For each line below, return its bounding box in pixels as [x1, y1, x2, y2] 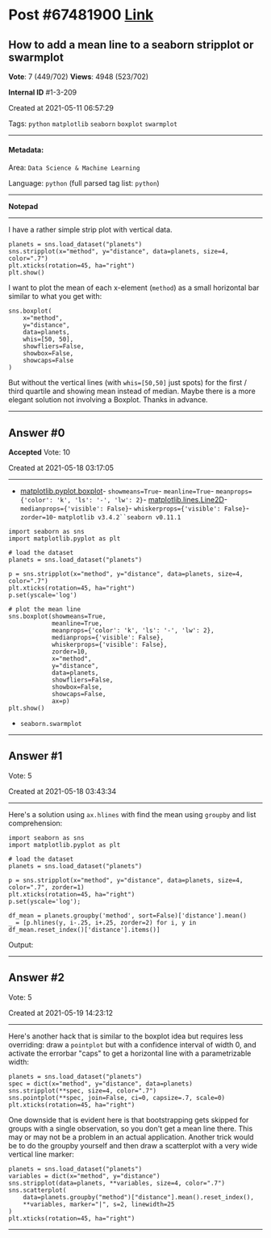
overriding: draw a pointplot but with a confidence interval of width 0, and [8, 1039, 256, 1049]
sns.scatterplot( [8, 1186, 67, 1194]
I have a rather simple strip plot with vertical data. [8, 225, 173, 235]
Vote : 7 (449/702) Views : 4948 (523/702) [8, 72, 149, 82]
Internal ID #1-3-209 [8, 87, 77, 97]
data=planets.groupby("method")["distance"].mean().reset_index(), [23, 1193, 254, 1201]
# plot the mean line [8, 606, 81, 614]
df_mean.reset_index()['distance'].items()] [8, 925, 161, 934]
